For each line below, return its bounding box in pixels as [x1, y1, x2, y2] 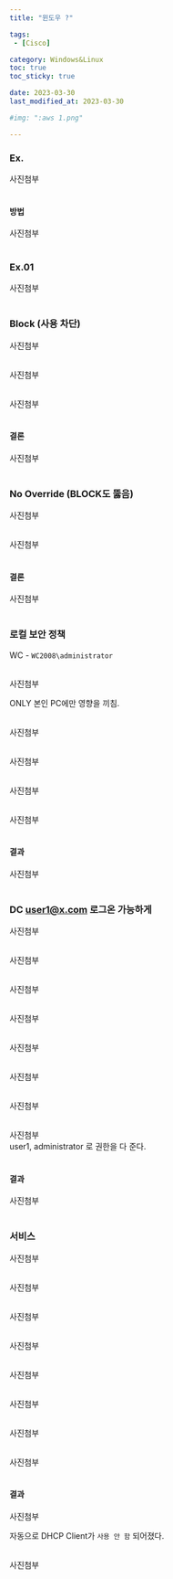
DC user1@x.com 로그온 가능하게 [9, 903, 152, 916]
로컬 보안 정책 [9, 628, 66, 641]
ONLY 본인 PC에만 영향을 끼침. [9, 697, 120, 708]
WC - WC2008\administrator [9, 650, 114, 661]
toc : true [9, 63, 47, 73]
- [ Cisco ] [13, 38, 51, 48]
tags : [9, 29, 30, 39]
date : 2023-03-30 [9, 89, 76, 98]
